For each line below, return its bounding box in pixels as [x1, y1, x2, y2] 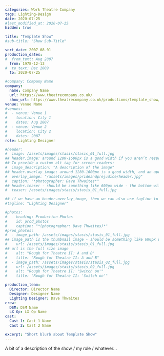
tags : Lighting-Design [5, 12, 51, 17]
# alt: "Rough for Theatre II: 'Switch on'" [5, 269, 104, 274]
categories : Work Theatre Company [5, 7, 76, 12]
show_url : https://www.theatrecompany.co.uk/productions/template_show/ [9, 97, 161, 102]
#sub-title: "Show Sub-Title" [5, 39, 67, 44]
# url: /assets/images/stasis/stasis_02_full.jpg [5, 264, 115, 269]
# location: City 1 [5, 115, 51, 120]
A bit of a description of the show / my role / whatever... [5, 345, 117, 351]
